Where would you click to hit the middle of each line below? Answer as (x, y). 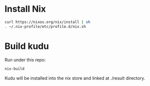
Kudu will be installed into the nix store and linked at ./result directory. (75, 78)
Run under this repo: (25, 60)
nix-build (15, 69)
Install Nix (25, 9)
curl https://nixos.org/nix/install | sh (48, 22)
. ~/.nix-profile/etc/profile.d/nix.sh (45, 26)
